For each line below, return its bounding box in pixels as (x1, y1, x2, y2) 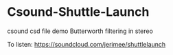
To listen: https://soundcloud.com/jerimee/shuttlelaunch (7, 40, 166, 48)
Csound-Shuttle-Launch (7, 4, 150, 20)
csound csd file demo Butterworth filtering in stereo (7, 27, 153, 35)
